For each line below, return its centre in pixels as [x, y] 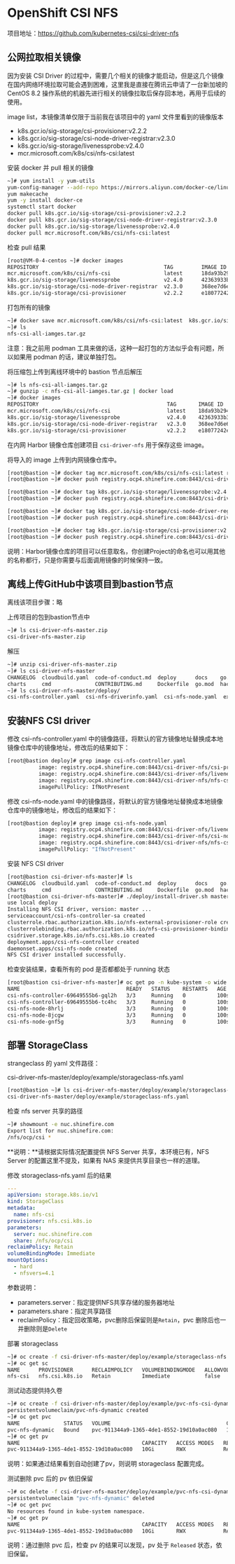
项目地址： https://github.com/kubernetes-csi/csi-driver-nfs [93, 33]
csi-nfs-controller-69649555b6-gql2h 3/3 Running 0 [97, 996]
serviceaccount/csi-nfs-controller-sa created [76, 916]
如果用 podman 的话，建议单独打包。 [66, 357]
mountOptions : [28, 1260]
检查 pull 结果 [27, 247]
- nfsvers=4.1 [34, 1273]
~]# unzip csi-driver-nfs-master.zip [62, 665]
